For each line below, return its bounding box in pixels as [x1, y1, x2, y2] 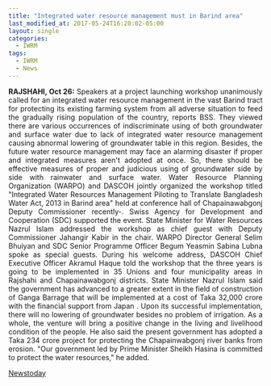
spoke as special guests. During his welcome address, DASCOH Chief [8, 250, 263, 259]
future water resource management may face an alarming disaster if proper [8, 146, 263, 156]
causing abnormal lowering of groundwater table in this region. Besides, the [8, 138, 263, 148]
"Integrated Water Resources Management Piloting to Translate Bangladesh [8, 189, 263, 199]
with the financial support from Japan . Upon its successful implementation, [8, 300, 263, 311]
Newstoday [8, 368, 47, 378]
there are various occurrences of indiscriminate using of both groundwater [8, 120, 263, 130]
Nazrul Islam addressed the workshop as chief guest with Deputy [8, 224, 263, 233]
